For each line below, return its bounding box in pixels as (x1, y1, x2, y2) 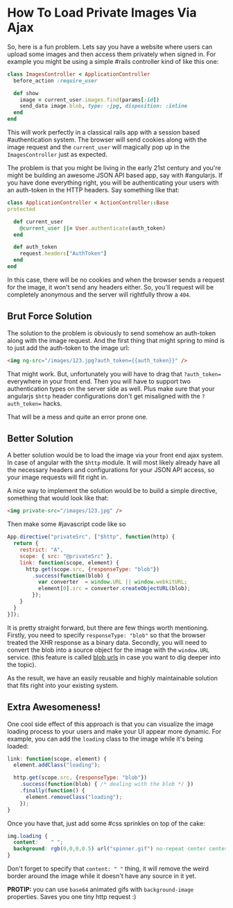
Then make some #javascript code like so (7, 520, 126, 528)
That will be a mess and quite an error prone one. (7, 412, 148, 421)
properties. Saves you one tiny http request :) (7, 893, 137, 900)
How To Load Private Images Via (7, 5, 197, 21)
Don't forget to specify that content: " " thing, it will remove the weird (7, 864, 209, 873)
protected (7, 205, 36, 212)
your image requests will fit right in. (7, 473, 108, 482)
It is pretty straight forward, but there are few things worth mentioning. (7, 623, 209, 632)
